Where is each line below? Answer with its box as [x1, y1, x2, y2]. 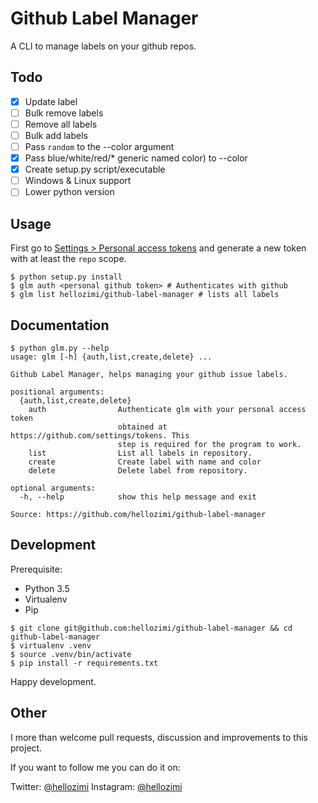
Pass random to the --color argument [24, 141, 175, 152]
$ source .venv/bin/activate [10, 649, 132, 659]
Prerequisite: [10, 563, 63, 575]
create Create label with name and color [28, 457, 262, 467]
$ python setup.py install [10, 272, 123, 282]
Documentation [10, 317, 110, 334]
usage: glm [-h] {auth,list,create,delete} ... [10, 352, 213, 362]
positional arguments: [10, 387, 105, 397]
